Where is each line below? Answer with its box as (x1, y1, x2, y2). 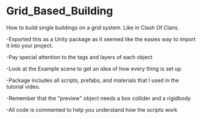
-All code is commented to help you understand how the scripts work (6, 106, 178, 113)
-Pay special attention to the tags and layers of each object (6, 53, 153, 60)
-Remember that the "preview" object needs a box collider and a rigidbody (6, 94, 191, 102)
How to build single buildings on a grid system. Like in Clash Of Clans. (6, 24, 180, 31)
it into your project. (6, 42, 53, 49)
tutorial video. (6, 83, 41, 90)
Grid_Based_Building (6, 4, 113, 18)
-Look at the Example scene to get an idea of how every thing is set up (6, 65, 182, 72)
